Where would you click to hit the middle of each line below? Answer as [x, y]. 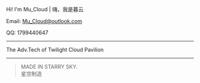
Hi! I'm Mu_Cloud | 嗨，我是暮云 [45, 9]
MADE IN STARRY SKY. [49, 67]
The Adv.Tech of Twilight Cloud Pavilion [55, 50]
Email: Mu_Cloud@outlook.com [44, 21]
